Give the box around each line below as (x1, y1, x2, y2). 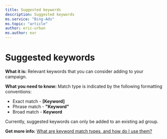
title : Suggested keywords (5, 7, 61, 12)
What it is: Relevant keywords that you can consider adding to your (5, 68, 144, 74)
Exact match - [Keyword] (12, 98, 65, 104)
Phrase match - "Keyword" (12, 103, 69, 110)
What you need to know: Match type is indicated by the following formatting (5, 83, 163, 89)
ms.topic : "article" (5, 21, 48, 26)
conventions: (5, 88, 32, 95)
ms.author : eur (5, 30, 37, 35)
